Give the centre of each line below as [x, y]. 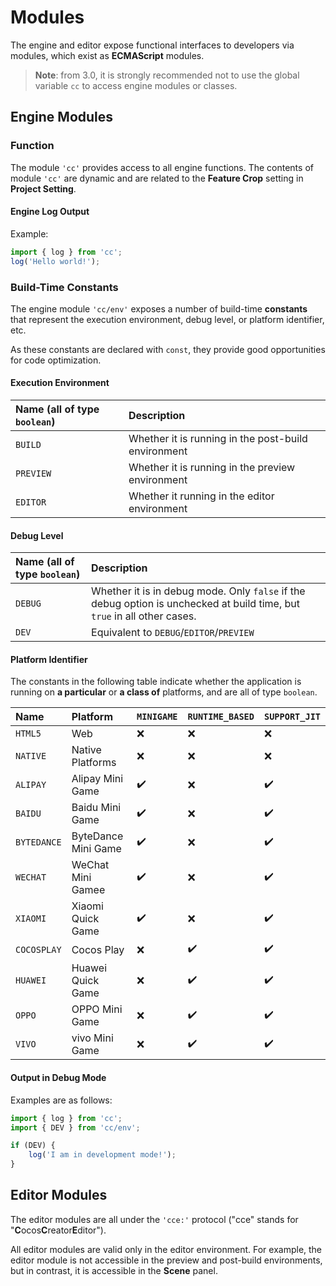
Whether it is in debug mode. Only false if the [198, 591]
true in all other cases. [144, 616]
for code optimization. [56, 360]
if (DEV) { [33, 1146]
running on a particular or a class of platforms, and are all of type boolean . [164, 692]
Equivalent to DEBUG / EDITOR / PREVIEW [173, 633]
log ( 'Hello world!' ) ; [55, 261]
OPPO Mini [97, 1009]
